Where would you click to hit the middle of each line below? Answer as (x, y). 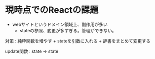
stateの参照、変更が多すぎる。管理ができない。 (68, 30)
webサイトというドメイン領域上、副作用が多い (60, 24)
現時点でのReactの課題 (52, 10)
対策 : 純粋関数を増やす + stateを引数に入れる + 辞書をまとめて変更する (78, 41)
